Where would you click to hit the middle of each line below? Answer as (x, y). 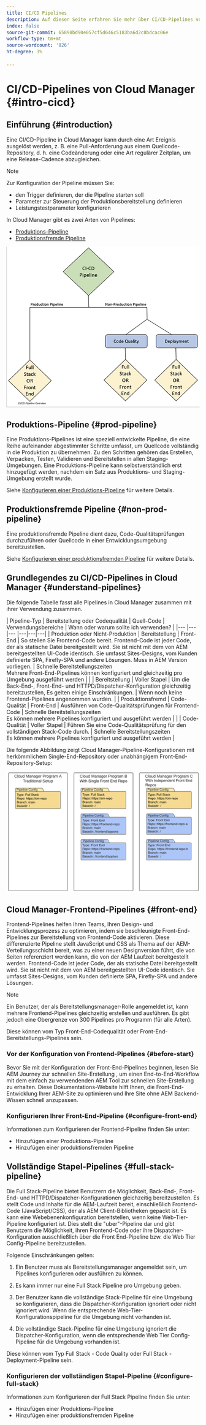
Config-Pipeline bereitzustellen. (46, 1243)
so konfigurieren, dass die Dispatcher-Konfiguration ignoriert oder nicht (106, 1304)
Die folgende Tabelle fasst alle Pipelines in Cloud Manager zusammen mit (99, 602)
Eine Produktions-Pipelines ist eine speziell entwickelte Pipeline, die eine (98, 439)
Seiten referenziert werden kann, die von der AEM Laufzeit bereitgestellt (97, 957)
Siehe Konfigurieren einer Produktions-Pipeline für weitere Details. (90, 490)
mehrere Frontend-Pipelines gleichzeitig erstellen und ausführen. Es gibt (98, 1013)
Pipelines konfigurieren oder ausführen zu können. (79, 1273)
